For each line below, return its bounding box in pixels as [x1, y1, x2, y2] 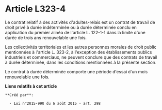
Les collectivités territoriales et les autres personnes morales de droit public [5, 44, 157, 50]
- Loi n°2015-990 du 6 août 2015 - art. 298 [9, 101, 101, 106]
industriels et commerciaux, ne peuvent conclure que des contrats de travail [5, 54, 158, 60]
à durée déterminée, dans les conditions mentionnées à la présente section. [5, 59, 157, 65]
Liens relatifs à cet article [5, 83, 57, 89]
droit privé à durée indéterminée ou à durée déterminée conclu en [5, 24, 137, 30]
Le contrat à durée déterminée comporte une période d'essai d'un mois [5, 69, 148, 74]
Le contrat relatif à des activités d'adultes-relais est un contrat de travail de [5, 19, 155, 25]
